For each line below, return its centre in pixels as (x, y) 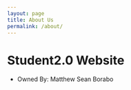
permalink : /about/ (35, 26)
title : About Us (30, 20)
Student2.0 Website (66, 60)
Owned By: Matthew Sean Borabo (65, 79)
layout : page (26, 13)
